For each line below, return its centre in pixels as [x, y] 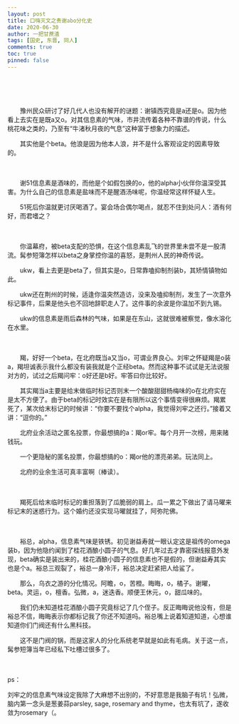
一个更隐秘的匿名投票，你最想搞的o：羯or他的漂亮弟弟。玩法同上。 [118, 457]
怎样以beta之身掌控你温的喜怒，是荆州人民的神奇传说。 [126, 255]
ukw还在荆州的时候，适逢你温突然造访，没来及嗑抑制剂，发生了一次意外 [126, 294]
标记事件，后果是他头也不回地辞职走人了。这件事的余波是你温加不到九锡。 [116, 303]
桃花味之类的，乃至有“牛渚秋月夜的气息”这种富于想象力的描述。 [101, 128]
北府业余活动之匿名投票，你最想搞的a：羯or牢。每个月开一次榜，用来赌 [124, 432]
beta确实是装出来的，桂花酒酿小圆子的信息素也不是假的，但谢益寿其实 [123, 559]
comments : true [30, 47]
